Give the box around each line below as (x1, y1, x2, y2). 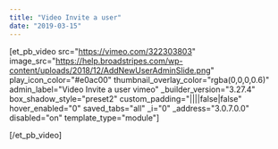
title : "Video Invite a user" (9, 12, 122, 22)
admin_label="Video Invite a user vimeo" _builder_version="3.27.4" (9, 84, 256, 95)
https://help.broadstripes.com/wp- (55, 55, 183, 66)
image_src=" (9, 55, 56, 66)
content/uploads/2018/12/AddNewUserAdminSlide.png (9, 64, 212, 76)
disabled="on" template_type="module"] (9, 112, 160, 123)
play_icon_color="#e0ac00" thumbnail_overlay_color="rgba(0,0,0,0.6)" (9, 74, 270, 85)
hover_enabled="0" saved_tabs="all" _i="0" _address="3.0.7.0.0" (9, 103, 250, 113)
